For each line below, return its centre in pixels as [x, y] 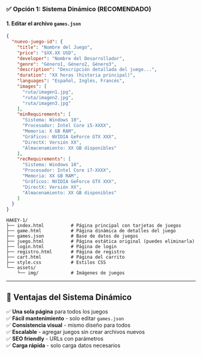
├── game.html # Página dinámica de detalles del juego [91, 231]
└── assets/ [21, 268]
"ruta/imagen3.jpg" [46, 103]
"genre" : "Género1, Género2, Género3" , [67, 64]
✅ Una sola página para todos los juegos [57, 311]
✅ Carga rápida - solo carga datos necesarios [63, 345]
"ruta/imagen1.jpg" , [48, 92]
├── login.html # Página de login [62, 247]
